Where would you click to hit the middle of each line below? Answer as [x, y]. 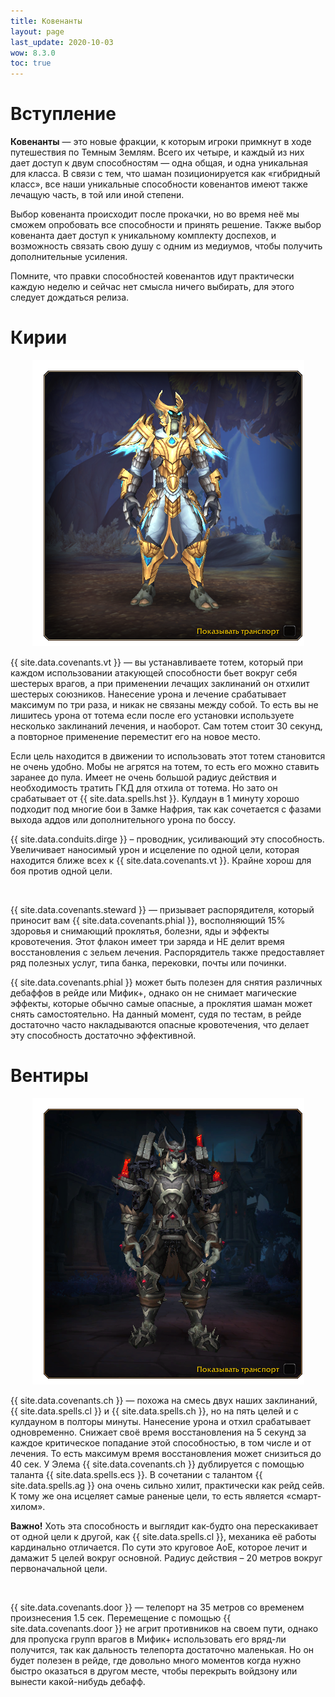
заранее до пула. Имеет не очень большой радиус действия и [143, 777]
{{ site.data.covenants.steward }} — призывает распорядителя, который [162, 909]
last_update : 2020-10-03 [62, 42]
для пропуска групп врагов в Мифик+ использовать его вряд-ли [148, 1639]
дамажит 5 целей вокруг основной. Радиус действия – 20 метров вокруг [166, 1557]
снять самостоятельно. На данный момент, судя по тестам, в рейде [156, 1014]
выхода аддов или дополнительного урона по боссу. [123, 819]
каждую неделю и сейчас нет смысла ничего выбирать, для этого [152, 287]
